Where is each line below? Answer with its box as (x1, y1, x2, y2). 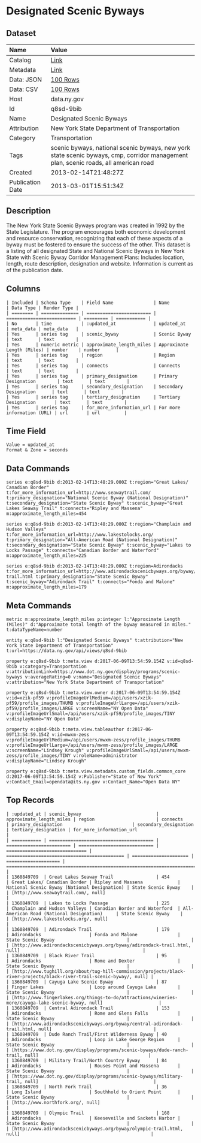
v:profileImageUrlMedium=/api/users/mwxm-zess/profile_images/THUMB (6, 737, 181, 743)
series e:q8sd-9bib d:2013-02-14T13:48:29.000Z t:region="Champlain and (6, 521, 191, 527)
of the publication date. (6, 266, 64, 273)
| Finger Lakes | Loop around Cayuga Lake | (6, 984, 181, 990)
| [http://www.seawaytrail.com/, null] (6, 889, 106, 895)
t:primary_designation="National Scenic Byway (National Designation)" (6, 495, 188, 501)
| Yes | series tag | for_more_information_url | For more (6, 405, 181, 411)
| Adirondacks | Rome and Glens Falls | (6, 1010, 181, 1017)
